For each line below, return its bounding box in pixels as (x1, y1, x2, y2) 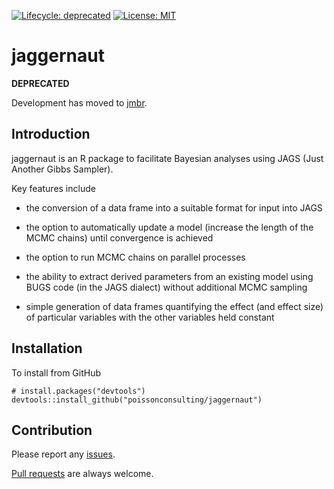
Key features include (11, 182, 96, 194)
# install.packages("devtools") (11, 386, 146, 396)
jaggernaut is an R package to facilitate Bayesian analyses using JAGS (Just (11, 152, 324, 164)
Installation (11, 340, 83, 357)
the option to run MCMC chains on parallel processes (25, 251, 246, 263)
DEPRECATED (11, 77, 70, 89)
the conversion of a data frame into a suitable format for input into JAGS (25, 201, 323, 214)
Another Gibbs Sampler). (11, 163, 114, 175)
